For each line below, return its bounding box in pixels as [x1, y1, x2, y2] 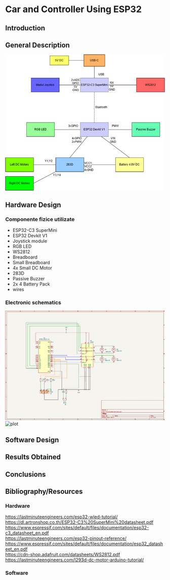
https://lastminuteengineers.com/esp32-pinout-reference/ [5, 535, 127, 542]
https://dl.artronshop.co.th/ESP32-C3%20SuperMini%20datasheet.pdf [5, 519, 154, 525]
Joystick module [12, 238, 47, 244]
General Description [5, 40, 70, 49]
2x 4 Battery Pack [12, 281, 50, 287]
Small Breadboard [12, 260, 51, 266]
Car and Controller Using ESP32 [5, 4, 142, 15]
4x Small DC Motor [12, 265, 52, 271]
